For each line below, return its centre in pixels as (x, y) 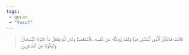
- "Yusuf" (21, 22)
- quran (18, 17)
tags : (13, 11)
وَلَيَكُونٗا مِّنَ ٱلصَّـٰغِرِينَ (38, 46)
